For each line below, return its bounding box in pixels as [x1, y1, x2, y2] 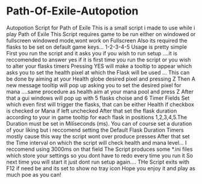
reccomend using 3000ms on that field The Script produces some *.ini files [6, 146, 193, 153]
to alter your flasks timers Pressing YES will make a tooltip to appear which [6, 62, 192, 70]
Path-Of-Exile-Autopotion [6, 4, 139, 18]
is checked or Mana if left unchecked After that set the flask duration [6, 107, 177, 114]
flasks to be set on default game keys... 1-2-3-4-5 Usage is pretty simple [6, 43, 187, 51]
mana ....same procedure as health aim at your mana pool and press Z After [6, 88, 194, 95]
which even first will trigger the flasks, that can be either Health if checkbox [6, 100, 195, 108]
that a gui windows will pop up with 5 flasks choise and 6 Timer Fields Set [6, 94, 190, 102]
